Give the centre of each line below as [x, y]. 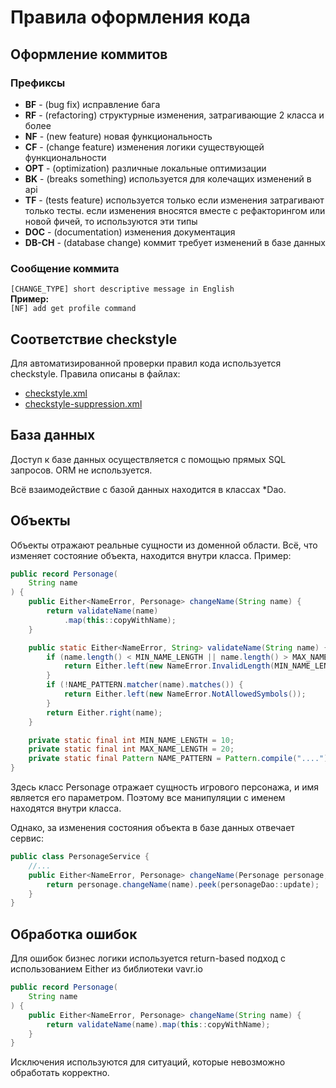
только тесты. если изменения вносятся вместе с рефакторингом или [175, 210]
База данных [53, 435]
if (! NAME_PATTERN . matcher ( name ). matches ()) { [145, 685]
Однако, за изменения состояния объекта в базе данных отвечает [152, 828]
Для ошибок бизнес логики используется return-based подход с [148, 958]
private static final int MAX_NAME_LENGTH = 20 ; [131, 749]
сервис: [27, 838]
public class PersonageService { [80, 857]
